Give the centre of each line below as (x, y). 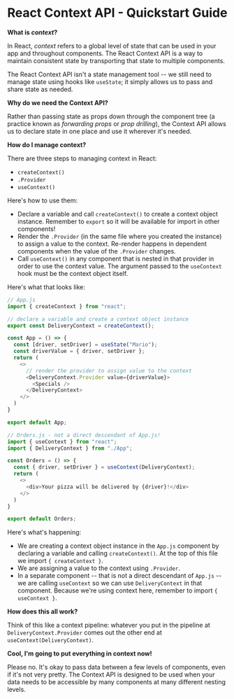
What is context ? (32, 32)
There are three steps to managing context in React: (82, 158)
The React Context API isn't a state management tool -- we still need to (109, 74)
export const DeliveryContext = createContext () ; (81, 326)
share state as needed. (40, 89)
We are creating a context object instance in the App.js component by (118, 546)
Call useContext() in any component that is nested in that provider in (116, 258)
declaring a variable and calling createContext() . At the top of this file (117, 553)
